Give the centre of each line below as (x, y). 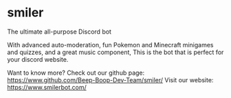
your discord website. (38, 59)
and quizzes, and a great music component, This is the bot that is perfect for (115, 52)
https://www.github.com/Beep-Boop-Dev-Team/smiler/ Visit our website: (110, 79)
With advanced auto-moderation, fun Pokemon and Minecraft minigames (111, 45)
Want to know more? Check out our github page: (76, 73)
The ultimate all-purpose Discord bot (59, 32)
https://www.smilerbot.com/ (47, 87)
